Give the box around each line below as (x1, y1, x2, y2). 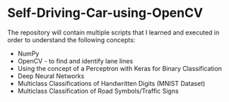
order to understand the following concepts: (7, 35, 136, 44)
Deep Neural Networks (17, 72, 85, 80)
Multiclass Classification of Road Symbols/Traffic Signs (17, 87, 179, 95)
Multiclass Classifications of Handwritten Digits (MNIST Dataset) (17, 79, 206, 87)
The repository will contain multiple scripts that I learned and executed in (7, 28, 220, 37)
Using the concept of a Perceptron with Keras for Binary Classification (17, 64, 223, 72)
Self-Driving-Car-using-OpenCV (7, 5, 204, 21)
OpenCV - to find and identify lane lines (17, 56, 134, 65)
